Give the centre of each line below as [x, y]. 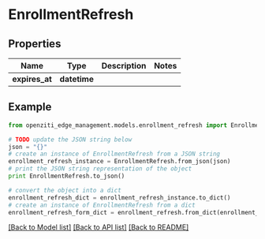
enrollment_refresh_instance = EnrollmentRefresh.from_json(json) [119, 162]
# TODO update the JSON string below [70, 140]
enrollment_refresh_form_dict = [61, 212]
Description [124, 66]
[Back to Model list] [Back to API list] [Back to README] [99, 227]
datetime [77, 79]
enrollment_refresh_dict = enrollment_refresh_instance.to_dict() [119, 198]
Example [30, 107]
